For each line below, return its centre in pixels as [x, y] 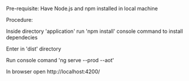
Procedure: [20, 20]
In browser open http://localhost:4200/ [53, 72]
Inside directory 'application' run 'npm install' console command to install [95, 31]
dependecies [22, 37]
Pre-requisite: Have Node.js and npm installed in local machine [82, 9]
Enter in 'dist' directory [34, 49]
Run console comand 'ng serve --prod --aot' [60, 60]
